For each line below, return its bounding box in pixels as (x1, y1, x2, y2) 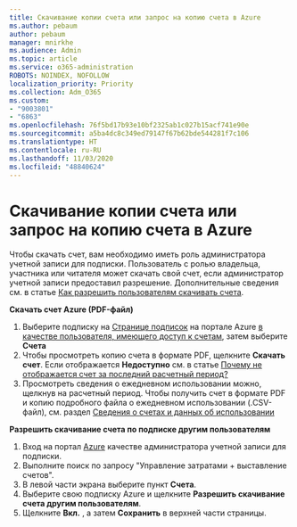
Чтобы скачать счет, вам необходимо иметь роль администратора (9, 249, 266, 259)
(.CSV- (247, 398, 272, 408)
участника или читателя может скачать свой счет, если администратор (9, 268, 284, 279)
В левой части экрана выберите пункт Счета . (21, 479, 197, 490)
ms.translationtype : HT (9, 137, 98, 146)
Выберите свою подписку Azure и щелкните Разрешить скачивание (21, 489, 285, 499)
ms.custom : (9, 95, 50, 105)
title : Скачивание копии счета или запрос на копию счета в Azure (9, 12, 261, 22)
